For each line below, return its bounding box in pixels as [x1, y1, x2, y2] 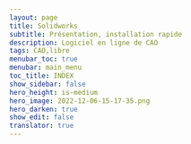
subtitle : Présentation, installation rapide [9, 30, 182, 38]
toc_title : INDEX [9, 72, 74, 80]
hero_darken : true [9, 105, 78, 114]
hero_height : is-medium [9, 88, 99, 97]
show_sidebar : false [9, 80, 87, 89]
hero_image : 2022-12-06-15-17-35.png [9, 96, 151, 106]
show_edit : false [9, 113, 74, 122]
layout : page [9, 13, 58, 22]
